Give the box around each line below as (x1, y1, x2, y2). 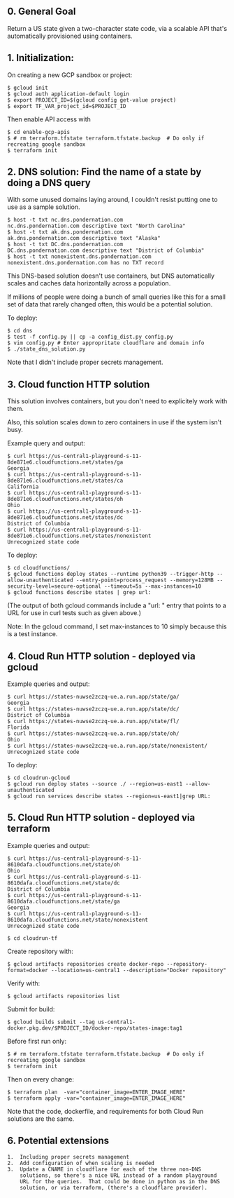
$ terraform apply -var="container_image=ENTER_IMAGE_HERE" (7, 1094, 187, 1102)
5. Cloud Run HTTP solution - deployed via (7, 812, 196, 823)
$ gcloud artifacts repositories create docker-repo (7, 960, 164, 967)
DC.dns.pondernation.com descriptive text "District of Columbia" (7, 247, 205, 255)
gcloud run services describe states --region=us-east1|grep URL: (13, 793, 211, 800)
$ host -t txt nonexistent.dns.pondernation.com (7, 253, 152, 260)
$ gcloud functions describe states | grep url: (7, 589, 152, 596)
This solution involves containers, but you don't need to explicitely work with (7, 397, 228, 405)
